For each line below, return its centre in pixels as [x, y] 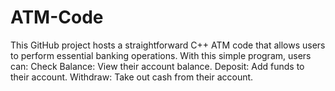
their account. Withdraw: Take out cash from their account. [132, 77]
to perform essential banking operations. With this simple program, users [161, 55]
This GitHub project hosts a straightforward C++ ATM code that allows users [168, 45]
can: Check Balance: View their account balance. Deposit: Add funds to [157, 66]
